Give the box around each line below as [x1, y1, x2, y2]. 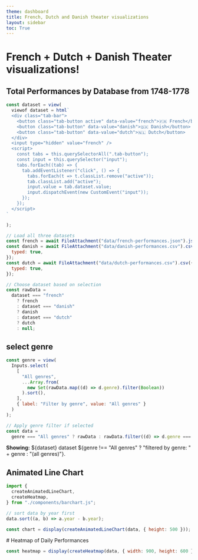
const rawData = [6, 287, 46, 293]
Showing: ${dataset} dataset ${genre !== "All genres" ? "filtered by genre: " [6, 444, 192, 451]
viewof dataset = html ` [11, 107, 70, 114]
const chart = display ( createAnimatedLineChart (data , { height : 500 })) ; [6, 526, 192, 532]
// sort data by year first [6, 510, 75, 516]
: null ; [16, 325, 35, 332]
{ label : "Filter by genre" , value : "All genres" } [16, 401, 146, 407]
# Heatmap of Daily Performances [6, 537, 89, 544]
